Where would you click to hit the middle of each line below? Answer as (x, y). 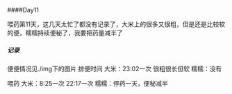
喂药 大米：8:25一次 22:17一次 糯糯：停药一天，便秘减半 (88, 83)
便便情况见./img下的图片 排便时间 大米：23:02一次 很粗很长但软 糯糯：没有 (115, 68)
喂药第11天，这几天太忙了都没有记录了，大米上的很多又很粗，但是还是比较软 (116, 24)
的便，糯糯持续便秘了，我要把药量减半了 (65, 33)
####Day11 (23, 10)
